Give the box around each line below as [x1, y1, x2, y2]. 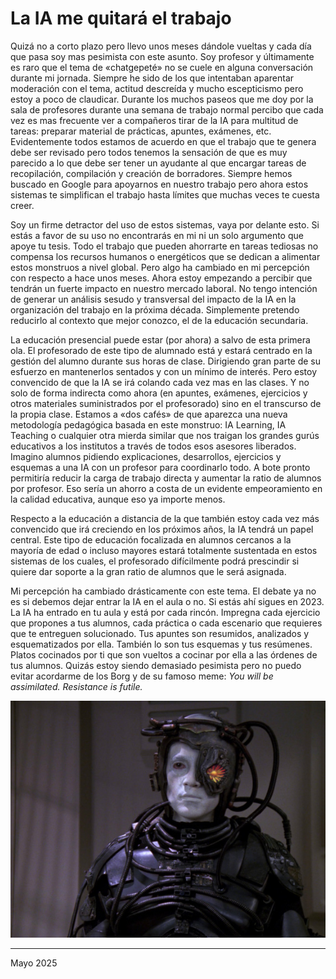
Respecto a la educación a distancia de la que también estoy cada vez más [10, 512, 320, 524]
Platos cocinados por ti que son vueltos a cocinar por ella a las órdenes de [10, 648, 318, 661]
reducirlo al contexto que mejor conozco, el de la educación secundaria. [10, 314, 309, 326]
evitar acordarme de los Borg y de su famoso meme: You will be [10, 670, 274, 682]
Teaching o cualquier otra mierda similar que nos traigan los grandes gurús [10, 429, 320, 441]
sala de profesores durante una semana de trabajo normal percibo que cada [10, 103, 324, 116]
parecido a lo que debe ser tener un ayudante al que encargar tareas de [10, 157, 307, 169]
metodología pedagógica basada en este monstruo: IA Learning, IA [10, 418, 287, 431]
